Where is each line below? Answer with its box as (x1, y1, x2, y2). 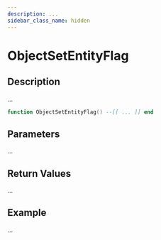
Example (7, 207, 47, 219)
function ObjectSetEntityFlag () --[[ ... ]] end (7, 108, 154, 116)
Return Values (7, 168, 72, 180)
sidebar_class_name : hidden (7, 17, 91, 24)
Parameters (7, 128, 60, 140)
